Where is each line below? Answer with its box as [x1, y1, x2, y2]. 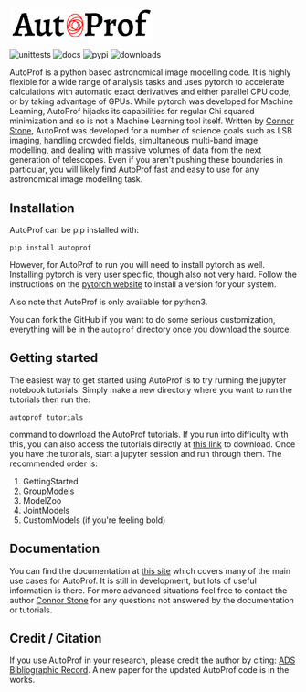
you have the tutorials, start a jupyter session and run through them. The [9, 448, 282, 459]
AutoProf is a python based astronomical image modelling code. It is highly [9, 67, 291, 78]
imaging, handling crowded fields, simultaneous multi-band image [9, 135, 259, 146]
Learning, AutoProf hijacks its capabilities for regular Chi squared [9, 106, 255, 117]
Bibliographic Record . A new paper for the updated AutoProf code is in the [9, 665, 290, 676]
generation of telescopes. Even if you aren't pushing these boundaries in [9, 154, 283, 165]
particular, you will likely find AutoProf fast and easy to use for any [9, 164, 259, 176]
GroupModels [22, 485, 75, 496]
